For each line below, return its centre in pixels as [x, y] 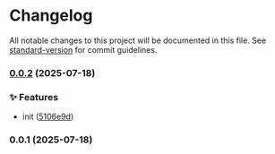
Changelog [51, 16]
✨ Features [34, 97]
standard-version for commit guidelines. [83, 49]
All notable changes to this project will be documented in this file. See [138, 40]
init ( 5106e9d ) [48, 116]
